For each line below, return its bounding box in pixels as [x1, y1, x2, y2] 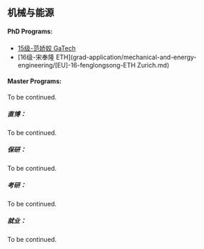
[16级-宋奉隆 [17, 53, 55, 61]
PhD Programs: [7, 27, 53, 36]
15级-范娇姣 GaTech [17, 43, 76, 52]
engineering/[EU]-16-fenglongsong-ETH [17, 60, 136, 69]
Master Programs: [7, 77, 62, 85]
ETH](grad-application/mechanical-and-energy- [55, 53, 197, 61]
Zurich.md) [137, 60, 170, 69]
